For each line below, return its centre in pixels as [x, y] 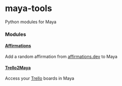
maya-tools [29, 8]
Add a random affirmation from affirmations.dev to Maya [61, 57]
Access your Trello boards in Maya [40, 78]
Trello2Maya [18, 68]
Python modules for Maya [31, 22]
